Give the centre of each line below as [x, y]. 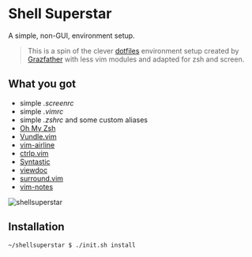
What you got [42, 84]
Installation [36, 227]
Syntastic [35, 162]
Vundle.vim [38, 136]
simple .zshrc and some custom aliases [84, 120]
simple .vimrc [41, 111]
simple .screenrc [47, 102]
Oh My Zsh [38, 128]
